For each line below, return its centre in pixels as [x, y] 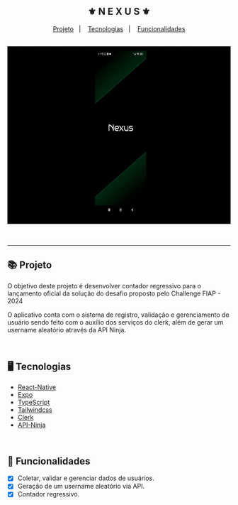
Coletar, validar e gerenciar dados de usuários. [86, 478]
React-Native [37, 387]
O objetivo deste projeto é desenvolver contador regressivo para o [104, 286]
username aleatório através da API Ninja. [67, 330]
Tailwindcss [35, 410]
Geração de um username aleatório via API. [81, 487]
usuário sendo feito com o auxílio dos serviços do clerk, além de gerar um [115, 322]
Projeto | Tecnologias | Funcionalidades [119, 28]
